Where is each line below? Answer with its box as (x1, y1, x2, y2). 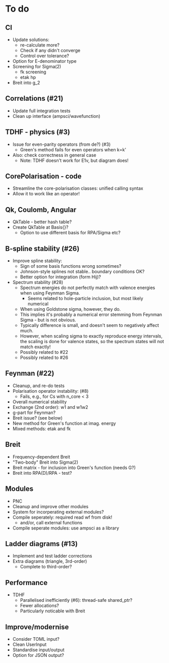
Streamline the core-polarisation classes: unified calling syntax (12, 185, 144, 191)
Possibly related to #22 (20, 349, 69, 355)
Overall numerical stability (12, 398, 67, 405)
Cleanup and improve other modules (12, 503, 89, 509)
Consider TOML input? (12, 636, 60, 642)
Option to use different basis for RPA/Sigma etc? (20, 230, 121, 236)
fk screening (20, 69, 46, 75)
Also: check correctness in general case (12, 152, 97, 158)
